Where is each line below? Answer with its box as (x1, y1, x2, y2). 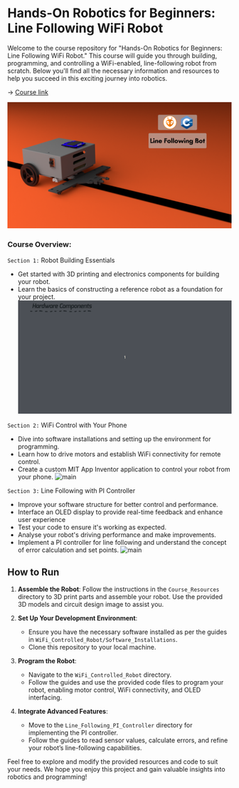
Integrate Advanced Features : (17, 707, 108, 716)
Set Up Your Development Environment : (17, 614, 138, 623)
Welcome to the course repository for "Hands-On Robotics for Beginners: (7, 44, 223, 52)
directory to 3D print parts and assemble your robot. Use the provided (17, 593, 223, 601)
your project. (17, 292, 55, 301)
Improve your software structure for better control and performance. (17, 500, 218, 508)
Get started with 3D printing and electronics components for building (17, 270, 220, 278)
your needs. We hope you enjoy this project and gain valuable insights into (7, 765, 225, 774)
